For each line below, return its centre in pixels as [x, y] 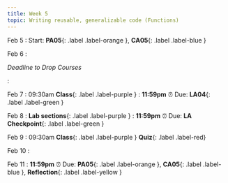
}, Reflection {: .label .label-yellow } [71, 172]
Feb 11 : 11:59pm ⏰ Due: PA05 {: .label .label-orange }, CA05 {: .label [105, 164]
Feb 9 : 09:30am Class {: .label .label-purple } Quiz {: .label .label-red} [107, 137]
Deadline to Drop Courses [45, 67]
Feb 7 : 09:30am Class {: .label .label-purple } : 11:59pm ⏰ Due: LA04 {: [109, 94]
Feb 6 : [17, 54]
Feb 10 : [18, 150]
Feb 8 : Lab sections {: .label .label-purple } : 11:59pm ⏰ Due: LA [99, 115]
